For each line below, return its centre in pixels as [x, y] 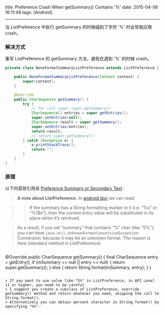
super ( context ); [39, 81]
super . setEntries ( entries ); [60, 127]
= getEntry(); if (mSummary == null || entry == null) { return [65, 262]
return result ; [47, 131]
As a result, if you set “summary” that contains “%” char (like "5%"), [86, 228]
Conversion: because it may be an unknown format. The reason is [84, 238]
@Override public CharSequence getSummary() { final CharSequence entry [82, 257]
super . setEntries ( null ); [57, 118]
